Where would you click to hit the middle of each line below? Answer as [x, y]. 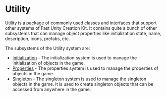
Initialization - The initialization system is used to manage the [75, 57]
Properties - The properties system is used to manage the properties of [85, 68]
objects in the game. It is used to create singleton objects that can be [83, 84]
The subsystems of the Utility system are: [48, 48]
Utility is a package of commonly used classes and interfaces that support [81, 23]
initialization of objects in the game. [49, 63]
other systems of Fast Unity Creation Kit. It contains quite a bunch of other [81, 28]
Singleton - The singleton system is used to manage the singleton [79, 79]
